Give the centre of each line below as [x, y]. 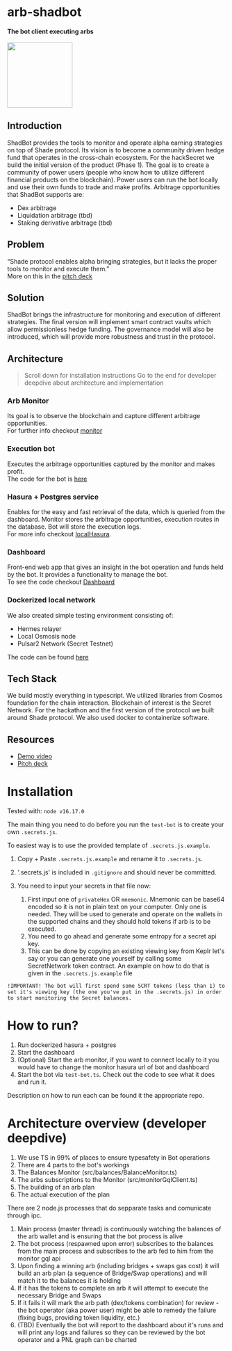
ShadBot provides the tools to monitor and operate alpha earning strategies [115, 143]
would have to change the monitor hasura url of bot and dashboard [113, 1067]
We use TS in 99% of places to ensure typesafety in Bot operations [114, 1158]
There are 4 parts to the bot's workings [73, 1165]
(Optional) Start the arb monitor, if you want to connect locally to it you [118, 1060]
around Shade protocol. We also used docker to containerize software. [108, 718]
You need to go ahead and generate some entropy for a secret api [122, 936]
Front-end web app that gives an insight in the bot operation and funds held [115, 567]
